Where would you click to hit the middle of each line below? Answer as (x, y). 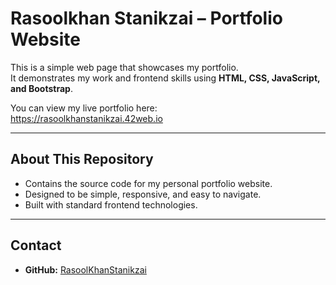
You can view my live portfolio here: (84, 108)
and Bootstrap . (41, 88)
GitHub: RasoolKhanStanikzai (85, 269)
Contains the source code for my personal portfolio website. (148, 183)
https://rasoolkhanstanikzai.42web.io (86, 118)
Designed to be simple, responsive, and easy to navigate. (143, 194)
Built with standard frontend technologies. (111, 204)
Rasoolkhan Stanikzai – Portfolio (146, 18)
